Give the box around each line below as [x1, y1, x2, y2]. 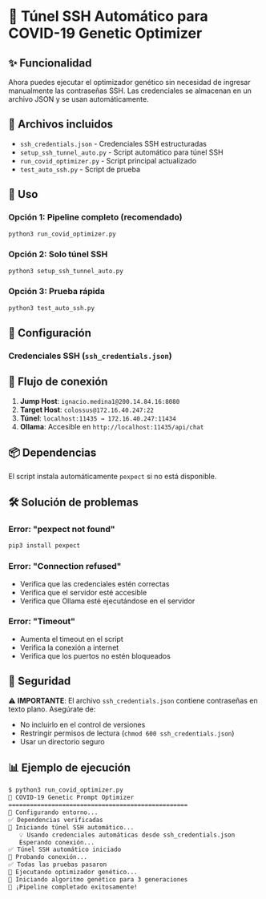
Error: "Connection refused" [8, 561, 122, 572]
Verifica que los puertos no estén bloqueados [19, 651, 171, 660]
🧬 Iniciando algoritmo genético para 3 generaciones [8, 875, 188, 884]
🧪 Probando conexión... [8, 853, 88, 861]
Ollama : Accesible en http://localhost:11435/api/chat [19, 421, 204, 431]
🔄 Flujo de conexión [8, 375, 108, 389]
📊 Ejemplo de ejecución [8, 761, 131, 775]
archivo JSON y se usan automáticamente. [8, 95, 150, 103]
